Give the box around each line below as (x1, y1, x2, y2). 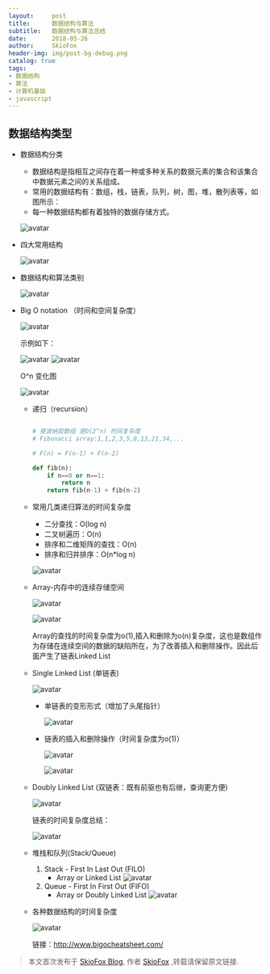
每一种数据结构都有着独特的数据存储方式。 (31, 207, 174, 217)
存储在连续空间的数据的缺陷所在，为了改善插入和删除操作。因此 (39, 641, 251, 651)
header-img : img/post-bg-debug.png (8, 49, 128, 57)
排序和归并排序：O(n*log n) (44, 550, 136, 559)
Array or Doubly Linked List (56, 890, 147, 900)
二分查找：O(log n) (44, 519, 107, 529)
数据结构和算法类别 (19, 272, 85, 283)
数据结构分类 (19, 150, 63, 159)
